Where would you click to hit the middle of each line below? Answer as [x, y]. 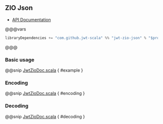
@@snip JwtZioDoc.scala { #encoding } [45, 93]
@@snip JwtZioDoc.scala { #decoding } [45, 116]
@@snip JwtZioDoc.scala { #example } [44, 70]
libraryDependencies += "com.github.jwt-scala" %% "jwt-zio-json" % [76, 38]
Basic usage [20, 60]
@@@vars [16, 29]
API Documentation [31, 19]
